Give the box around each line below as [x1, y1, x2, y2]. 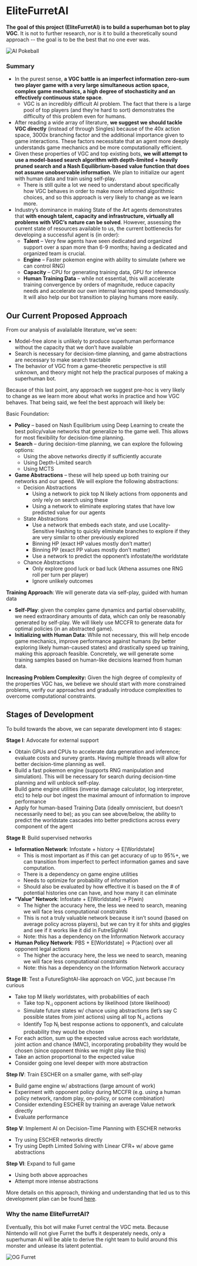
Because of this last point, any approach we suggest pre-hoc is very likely [6, 386, 185, 394]
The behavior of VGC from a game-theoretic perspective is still [14, 363, 167, 370]
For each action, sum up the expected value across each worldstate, [14, 1035, 181, 1042]
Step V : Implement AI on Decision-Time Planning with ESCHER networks [6, 1125, 182, 1132]
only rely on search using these [32, 497, 108, 504]
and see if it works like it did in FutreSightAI [23, 926, 128, 934]
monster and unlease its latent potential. [6, 1242, 103, 1249]
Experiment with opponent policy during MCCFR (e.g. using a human [14, 1089, 181, 1096]
